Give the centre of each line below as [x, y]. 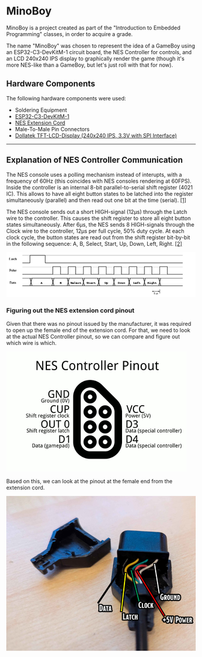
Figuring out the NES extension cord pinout [70, 311]
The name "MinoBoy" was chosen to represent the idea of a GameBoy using [101, 46]
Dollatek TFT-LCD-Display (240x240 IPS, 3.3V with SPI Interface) [96, 135]
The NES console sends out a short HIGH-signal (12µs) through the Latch [97, 212]
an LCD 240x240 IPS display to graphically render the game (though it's [95, 58]
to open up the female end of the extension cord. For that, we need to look [98, 330]
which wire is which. [32, 343]
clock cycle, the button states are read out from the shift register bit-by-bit [98, 237]
